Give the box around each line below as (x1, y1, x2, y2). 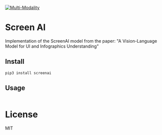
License (5, 108, 38, 120)
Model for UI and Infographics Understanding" (5, 43, 99, 49)
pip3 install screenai (5, 70, 52, 76)
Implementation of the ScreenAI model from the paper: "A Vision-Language (5, 38, 157, 44)
